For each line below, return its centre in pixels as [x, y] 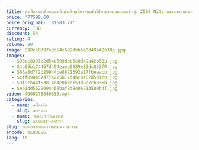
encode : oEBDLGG [26, 133]
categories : [21, 99]
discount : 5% [22, 34]
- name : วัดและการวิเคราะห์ [37, 116]
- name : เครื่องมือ [29, 105]
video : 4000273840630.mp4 [38, 94]
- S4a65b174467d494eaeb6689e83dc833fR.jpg [65, 66]
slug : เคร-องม [32, 110]
